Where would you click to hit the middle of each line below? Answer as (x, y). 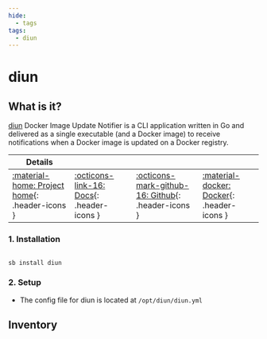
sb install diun (35, 263)
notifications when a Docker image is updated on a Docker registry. (118, 142)
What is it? (35, 106)
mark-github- (163, 185)
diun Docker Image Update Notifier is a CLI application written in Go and (126, 126)
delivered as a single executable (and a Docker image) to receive (114, 134)
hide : (17, 16)
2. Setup (25, 282)
